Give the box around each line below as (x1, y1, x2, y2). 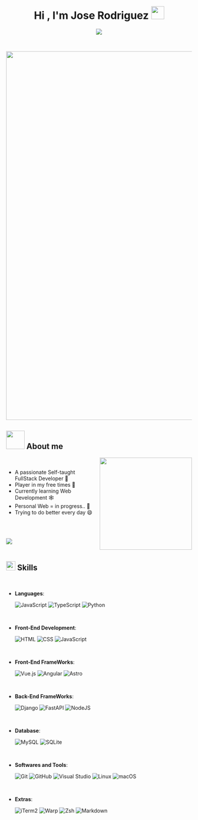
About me (26, 441, 64, 451)
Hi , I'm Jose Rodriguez (34, 9, 149, 22)
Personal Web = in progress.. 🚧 (14, 502, 90, 510)
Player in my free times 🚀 (14, 481, 75, 488)
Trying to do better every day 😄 (14, 509, 93, 516)
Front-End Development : (14, 624, 77, 631)
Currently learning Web (14, 487, 72, 494)
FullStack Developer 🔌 (14, 475, 69, 482)
